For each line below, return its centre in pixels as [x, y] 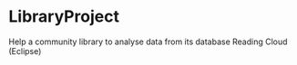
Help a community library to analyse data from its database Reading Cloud [148, 42]
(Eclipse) [25, 51]
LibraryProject [64, 17]
